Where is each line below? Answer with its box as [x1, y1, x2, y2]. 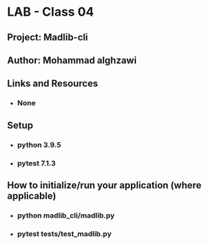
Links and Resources [7, 78, 98, 90]
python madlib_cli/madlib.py [16, 210, 115, 220]
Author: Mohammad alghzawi [7, 54, 137, 66]
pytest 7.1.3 [16, 158, 56, 168]
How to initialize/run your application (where [7, 179, 202, 191]
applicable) [7, 190, 56, 202]
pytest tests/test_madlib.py [16, 229, 112, 238]
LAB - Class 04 [7, 4, 94, 20]
